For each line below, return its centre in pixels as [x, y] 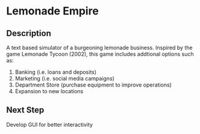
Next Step [25, 110]
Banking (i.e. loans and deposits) [56, 72]
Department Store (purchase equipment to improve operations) [93, 85]
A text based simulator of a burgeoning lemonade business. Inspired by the [99, 47]
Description [29, 33]
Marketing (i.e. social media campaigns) [64, 78]
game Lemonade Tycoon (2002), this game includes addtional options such [100, 54]
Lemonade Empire [53, 11]
